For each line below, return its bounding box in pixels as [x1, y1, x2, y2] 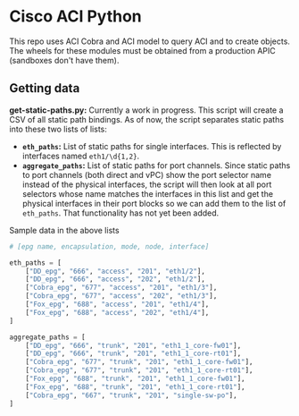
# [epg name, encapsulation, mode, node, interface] [9, 242, 210, 251]
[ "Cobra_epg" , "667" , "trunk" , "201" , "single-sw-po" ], [25, 391, 238, 400]
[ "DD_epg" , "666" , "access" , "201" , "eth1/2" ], [25, 267, 205, 276]
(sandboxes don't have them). [9, 55, 120, 65]
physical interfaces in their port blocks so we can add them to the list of [21, 198, 287, 208]
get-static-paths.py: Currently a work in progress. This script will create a [9, 105, 284, 115]
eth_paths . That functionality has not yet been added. [21, 208, 220, 218]
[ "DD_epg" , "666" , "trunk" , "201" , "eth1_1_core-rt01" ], [25, 349, 242, 359]
